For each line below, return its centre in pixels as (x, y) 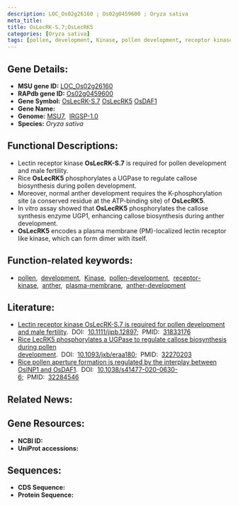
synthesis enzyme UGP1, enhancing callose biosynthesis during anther (121, 215)
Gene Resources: (46, 423)
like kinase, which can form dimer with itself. (82, 238)
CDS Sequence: (41, 488)
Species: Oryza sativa (50, 123)
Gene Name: (36, 108)
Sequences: (34, 470)
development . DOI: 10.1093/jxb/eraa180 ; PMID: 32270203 (105, 354)
